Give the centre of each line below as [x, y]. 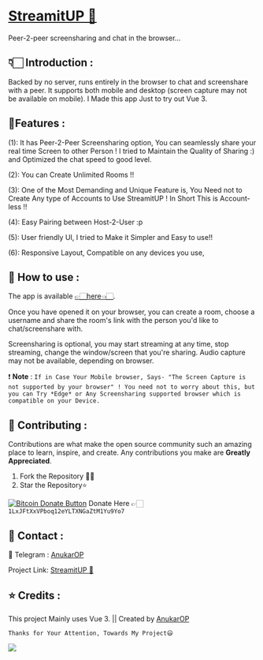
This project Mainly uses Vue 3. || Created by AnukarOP [99, 618]
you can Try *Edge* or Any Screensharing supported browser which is [125, 394]
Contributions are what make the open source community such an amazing [130, 444]
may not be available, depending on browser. [81, 361]
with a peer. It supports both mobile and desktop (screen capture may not [128, 90]
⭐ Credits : [35, 596]
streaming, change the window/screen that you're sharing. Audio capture [127, 352]
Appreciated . [30, 461]
